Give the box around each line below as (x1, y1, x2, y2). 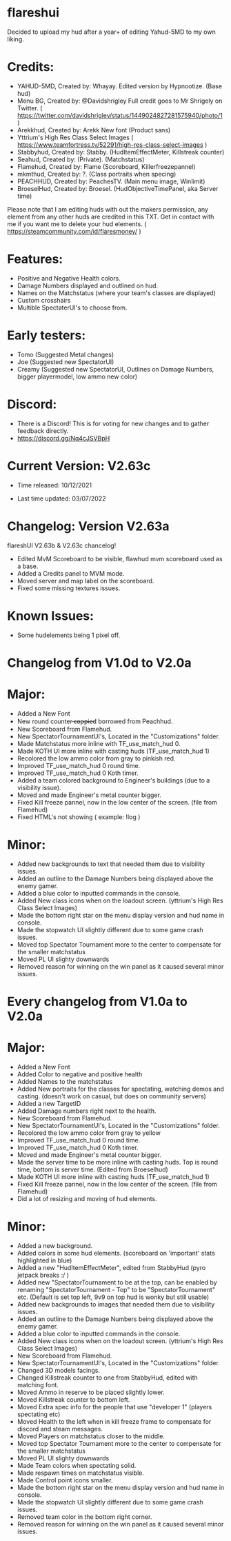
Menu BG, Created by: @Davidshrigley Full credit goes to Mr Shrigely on (17, 97, 223, 105)
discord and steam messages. (17, 1424, 103, 1433)
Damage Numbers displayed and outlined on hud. (17, 281, 159, 290)
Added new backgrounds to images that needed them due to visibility (17, 1300, 215, 1308)
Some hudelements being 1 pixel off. (17, 631, 121, 639)
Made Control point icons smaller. (17, 1475, 113, 1484)
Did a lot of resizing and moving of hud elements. (17, 1194, 157, 1202)
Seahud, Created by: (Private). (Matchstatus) (17, 155, 145, 163)
